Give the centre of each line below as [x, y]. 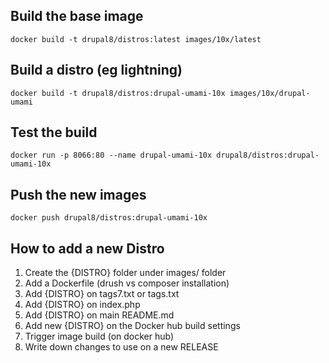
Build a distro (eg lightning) [96, 70]
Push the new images [78, 194]
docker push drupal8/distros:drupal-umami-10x [109, 218]
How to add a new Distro [87, 248]
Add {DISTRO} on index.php [82, 305]
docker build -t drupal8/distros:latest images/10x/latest [136, 39]
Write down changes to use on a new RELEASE [121, 347]
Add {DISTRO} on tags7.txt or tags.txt [102, 294]
